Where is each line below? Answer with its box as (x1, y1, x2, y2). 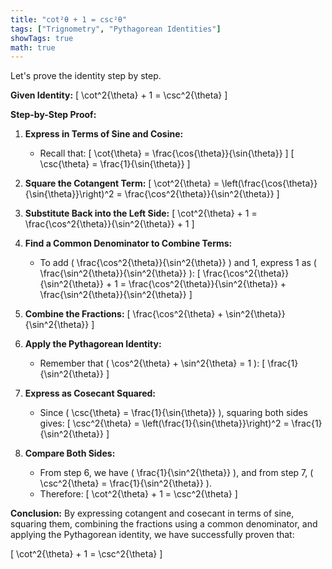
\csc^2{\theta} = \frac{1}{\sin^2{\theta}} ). (39, 477, 213, 490)
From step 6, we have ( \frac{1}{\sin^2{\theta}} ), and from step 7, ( (39, 467, 314, 479)
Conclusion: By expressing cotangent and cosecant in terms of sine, (10, 507, 295, 520)
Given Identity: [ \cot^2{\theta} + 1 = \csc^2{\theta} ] (10, 89, 228, 101)
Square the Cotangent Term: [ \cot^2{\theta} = (24, 177, 220, 190)
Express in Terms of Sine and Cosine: (24, 128, 184, 140)
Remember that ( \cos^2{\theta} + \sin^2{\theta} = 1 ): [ (39, 357, 266, 370)
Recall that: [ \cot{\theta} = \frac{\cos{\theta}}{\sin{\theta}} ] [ (39, 147, 295, 160)
